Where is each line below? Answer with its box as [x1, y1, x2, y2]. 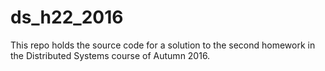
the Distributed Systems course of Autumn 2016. [10, 49, 211, 61]
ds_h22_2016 [10, 6, 124, 29]
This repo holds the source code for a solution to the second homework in [10, 39, 316, 51]
